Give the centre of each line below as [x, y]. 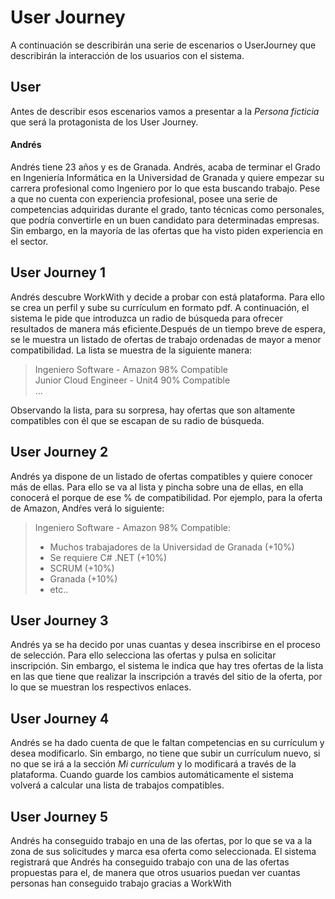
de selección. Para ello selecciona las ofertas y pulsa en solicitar [143, 655]
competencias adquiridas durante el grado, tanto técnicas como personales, [167, 209]
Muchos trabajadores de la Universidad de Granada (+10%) [172, 547]
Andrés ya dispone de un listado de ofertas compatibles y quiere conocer [161, 476]
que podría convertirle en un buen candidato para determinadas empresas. [165, 220]
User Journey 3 [59, 620]
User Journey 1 [58, 272]
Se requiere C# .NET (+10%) [108, 557]
